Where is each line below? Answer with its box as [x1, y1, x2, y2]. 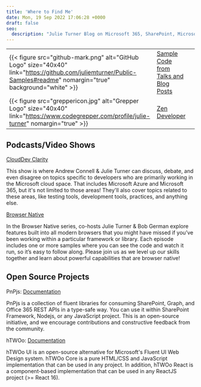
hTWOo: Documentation [6, 337, 66, 344]
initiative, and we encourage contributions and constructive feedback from [6, 318, 190, 326]
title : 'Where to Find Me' [6, 8, 74, 15]
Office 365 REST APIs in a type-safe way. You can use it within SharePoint [6, 306, 190, 313]
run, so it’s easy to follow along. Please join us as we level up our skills [6, 248, 179, 255]
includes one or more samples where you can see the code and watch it [6, 242, 184, 249]
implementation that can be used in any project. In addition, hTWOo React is [6, 361, 193, 368]
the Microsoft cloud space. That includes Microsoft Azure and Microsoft [6, 180, 184, 187]
